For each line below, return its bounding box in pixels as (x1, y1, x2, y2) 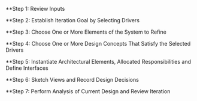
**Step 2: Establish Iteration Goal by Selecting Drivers (5, 17, 140, 23)
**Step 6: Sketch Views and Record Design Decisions (5, 76, 139, 83)
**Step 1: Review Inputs (5, 5, 65, 12)
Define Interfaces (5, 64, 49, 72)
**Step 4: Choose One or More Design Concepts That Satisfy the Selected (5, 40, 191, 47)
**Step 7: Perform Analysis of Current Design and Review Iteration (5, 88, 171, 95)
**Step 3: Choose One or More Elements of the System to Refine (5, 28, 167, 35)
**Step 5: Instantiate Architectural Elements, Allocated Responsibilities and (5, 58, 191, 65)
